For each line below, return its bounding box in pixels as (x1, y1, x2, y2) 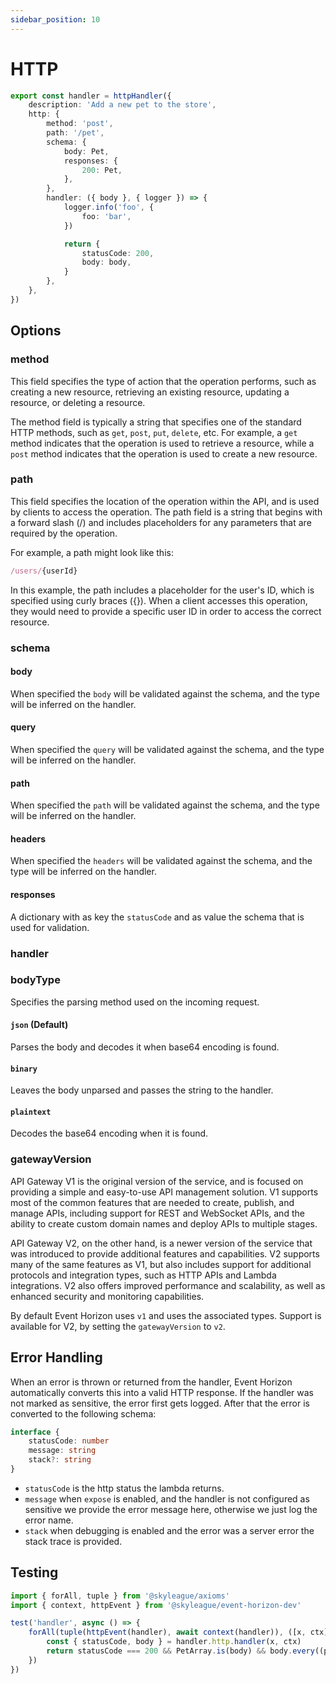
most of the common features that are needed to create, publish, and (10, 1196, 295, 1208)
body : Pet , (63, 146, 110, 156)
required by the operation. (10, 527, 118, 539)
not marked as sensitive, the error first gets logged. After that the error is (10, 1397, 310, 1409)
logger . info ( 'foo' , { (63, 202, 155, 213)
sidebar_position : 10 (10, 14, 101, 25)
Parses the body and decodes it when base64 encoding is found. (10, 1041, 280, 1053)
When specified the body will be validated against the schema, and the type (10, 687, 320, 700)
